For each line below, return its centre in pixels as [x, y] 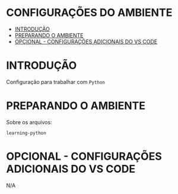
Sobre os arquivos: [29, 122]
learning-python [26, 133]
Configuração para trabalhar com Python [55, 82]
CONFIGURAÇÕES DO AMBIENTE [89, 13]
